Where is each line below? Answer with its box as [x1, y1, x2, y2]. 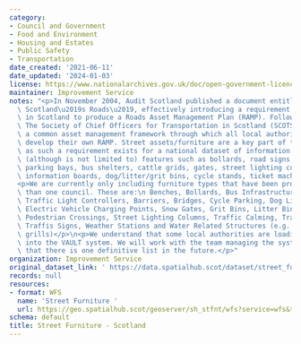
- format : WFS [9, 288, 63, 297]
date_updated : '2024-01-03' [9, 72, 115, 81]
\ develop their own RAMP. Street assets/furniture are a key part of [17, 138, 287, 147]
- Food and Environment [9, 30, 99, 39]
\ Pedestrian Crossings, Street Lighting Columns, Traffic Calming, [17, 212, 279, 222]
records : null [9, 271, 63, 280]
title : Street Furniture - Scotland [9, 322, 146, 331]
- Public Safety [9, 47, 70, 56]
